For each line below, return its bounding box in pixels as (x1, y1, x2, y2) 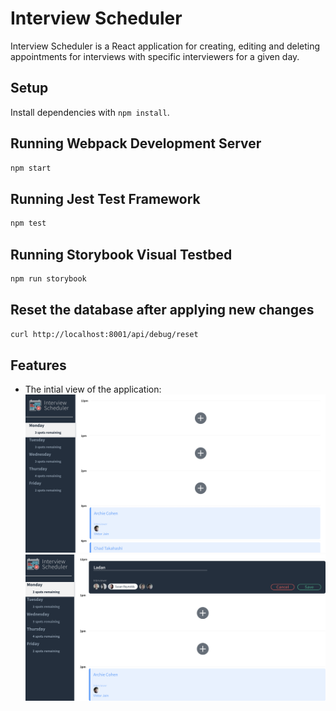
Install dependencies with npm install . (10, 106, 170, 118)
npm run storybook (10, 273, 87, 284)
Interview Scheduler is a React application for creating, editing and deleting (10, 40, 321, 52)
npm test (10, 218, 47, 229)
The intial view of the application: (24, 383, 162, 396)
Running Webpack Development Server (10, 135, 262, 152)
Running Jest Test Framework (10, 190, 201, 207)
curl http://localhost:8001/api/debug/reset (10, 329, 199, 339)
